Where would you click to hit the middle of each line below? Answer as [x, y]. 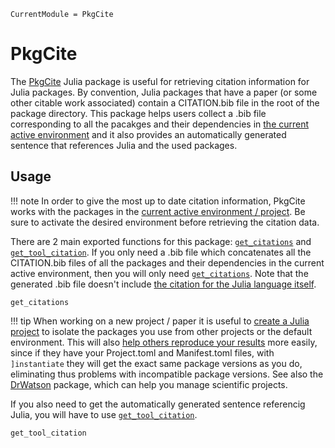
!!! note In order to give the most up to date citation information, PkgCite [158, 201]
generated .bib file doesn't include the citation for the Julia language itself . [163, 284]
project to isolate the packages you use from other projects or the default [161, 331]
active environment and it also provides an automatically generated [148, 134]
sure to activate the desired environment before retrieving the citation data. [165, 222]
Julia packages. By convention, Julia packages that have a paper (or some [164, 92]
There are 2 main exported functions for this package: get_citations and [161, 241]
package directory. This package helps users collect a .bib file [138, 113]
